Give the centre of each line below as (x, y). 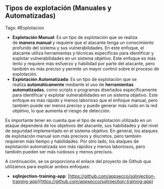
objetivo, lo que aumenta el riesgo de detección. (61, 111)
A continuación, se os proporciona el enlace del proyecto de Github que (78, 161)
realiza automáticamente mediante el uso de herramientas (73, 84)
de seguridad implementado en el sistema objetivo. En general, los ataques (82, 131)
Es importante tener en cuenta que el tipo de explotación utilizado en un (78, 120)
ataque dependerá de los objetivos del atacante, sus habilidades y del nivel (82, 125)
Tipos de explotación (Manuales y (58, 8)
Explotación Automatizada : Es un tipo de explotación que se (74, 79)
